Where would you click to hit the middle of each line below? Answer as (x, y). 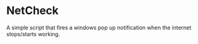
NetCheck (32, 11)
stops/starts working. (33, 34)
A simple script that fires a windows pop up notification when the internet (99, 28)
